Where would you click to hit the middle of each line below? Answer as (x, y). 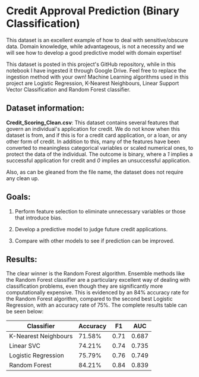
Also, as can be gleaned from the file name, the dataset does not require (95, 172)
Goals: (18, 197)
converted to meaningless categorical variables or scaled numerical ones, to (100, 147)
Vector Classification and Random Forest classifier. (68, 89)
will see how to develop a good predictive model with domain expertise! (94, 52)
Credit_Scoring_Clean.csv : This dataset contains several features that (93, 122)
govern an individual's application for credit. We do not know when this (93, 128)
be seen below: (25, 312)
